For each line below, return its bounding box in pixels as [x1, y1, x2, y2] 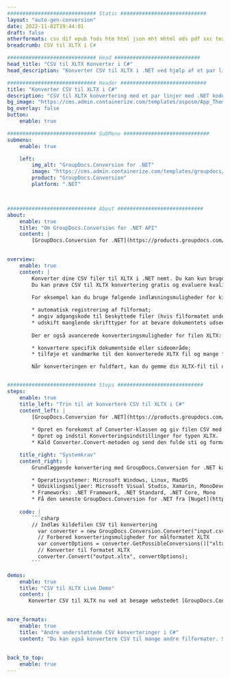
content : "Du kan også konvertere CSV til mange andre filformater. [19, 635, 219, 642]
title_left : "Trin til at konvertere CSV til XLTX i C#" [19, 401, 186, 408]
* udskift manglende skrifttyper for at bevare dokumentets [31, 319, 207, 326]
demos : [7, 572, 26, 578]
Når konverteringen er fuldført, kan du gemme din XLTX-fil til [31, 363, 219, 371]
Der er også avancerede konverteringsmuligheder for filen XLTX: [31, 332, 222, 339]
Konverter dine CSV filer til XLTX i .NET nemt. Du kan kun [31, 275, 207, 282]
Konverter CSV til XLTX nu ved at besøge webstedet [28, 598, 179, 605]
